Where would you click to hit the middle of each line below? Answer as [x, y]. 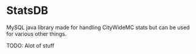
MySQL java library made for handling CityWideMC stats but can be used [98, 27]
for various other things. [37, 33]
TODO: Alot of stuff [30, 46]
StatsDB [27, 11]
